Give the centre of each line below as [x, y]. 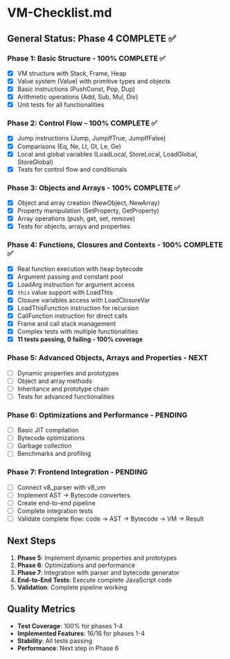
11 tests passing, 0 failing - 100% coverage [80, 339]
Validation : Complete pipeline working [72, 587]
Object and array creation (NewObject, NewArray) [89, 203]
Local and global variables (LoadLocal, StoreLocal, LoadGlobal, [107, 154]
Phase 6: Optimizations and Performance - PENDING [97, 415]
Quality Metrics [41, 609]
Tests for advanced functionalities [66, 396]
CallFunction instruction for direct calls [72, 316]
